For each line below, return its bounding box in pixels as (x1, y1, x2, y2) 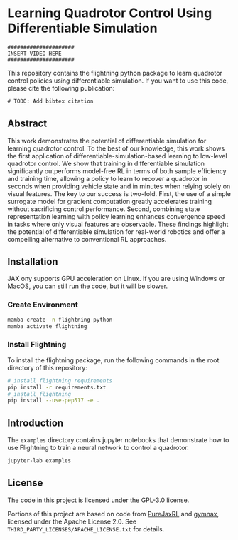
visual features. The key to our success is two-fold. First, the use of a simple (7, 189, 231, 198)
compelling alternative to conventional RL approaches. (7, 235, 167, 243)
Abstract (7, 118, 48, 130)
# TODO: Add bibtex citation (7, 98, 94, 105)
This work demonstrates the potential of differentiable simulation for (7, 136, 207, 145)
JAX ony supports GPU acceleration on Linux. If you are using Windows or (7, 275, 225, 283)
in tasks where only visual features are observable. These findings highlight (7, 220, 229, 228)
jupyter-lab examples (7, 457, 72, 464)
